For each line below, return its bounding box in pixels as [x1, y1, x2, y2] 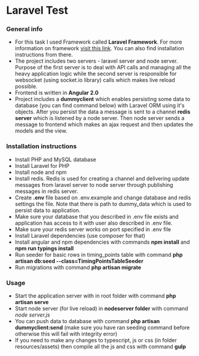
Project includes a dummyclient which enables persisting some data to [14, 96, 191, 103]
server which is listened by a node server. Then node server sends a [14, 115, 185, 122]
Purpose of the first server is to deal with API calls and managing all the [14, 64, 191, 71]
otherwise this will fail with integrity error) [14, 330, 118, 337]
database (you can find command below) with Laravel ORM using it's [14, 102, 185, 109]
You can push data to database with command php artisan [14, 318, 160, 325]
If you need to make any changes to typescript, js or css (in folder [14, 337, 177, 344]
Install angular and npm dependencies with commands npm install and [14, 238, 190, 245]
